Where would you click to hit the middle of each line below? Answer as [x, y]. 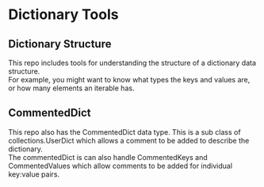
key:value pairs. [34, 174]
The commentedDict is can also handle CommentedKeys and [108, 157]
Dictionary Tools [63, 15]
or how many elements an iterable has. [71, 88]
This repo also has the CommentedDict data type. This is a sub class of [124, 132]
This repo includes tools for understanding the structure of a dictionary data [132, 63]
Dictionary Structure [60, 44]
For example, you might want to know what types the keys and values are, [129, 80]
